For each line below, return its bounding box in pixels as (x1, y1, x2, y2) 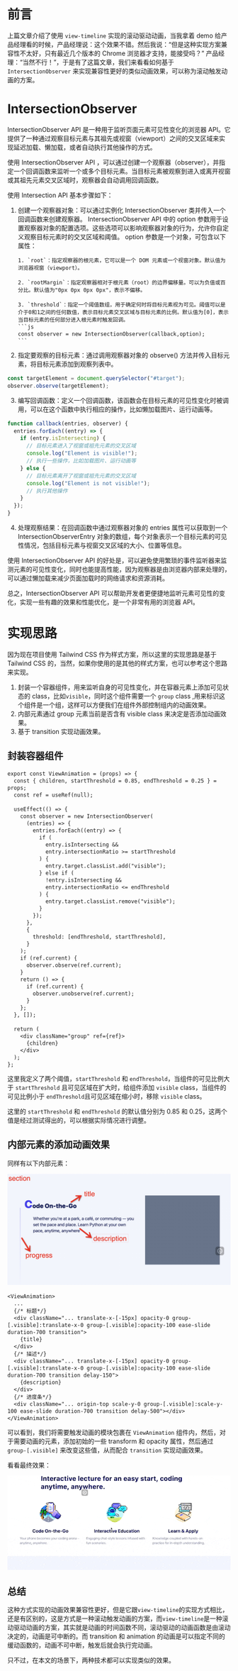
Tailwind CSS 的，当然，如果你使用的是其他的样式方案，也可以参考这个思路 (7, 659, 228, 667)
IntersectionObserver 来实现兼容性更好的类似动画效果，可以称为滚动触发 (7, 67, 222, 75)
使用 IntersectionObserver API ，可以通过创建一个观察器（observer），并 (7, 157, 220, 167)
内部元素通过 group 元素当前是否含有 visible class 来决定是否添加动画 (17, 709, 221, 718)
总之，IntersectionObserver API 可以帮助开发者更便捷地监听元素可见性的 (7, 589, 220, 597)
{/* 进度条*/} (13, 1393, 52, 1401)
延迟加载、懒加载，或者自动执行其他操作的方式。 (13, 143, 157, 151)
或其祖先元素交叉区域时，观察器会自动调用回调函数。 (7, 175, 163, 184)
